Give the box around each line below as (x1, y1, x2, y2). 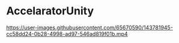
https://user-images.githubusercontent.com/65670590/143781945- (6, 24, 173, 31)
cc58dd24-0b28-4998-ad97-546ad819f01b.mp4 (6, 30, 128, 37)
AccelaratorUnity (6, 4, 94, 18)
